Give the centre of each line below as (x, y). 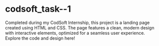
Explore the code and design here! (40, 38)
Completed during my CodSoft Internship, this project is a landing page (77, 23)
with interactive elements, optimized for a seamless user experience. (75, 33)
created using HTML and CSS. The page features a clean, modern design (80, 27)
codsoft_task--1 (38, 9)
